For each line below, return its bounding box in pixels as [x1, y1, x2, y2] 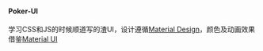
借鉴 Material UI [8, 35, 58, 44]
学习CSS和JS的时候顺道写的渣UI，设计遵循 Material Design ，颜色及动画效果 [8, 24, 256, 35]
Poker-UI [8, 6, 38, 16]
